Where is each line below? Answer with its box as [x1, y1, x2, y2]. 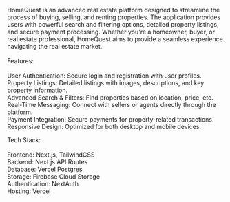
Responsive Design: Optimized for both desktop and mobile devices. [7, 123, 202, 131]
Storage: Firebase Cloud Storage [7, 172, 101, 181]
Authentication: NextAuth [7, 180, 79, 188]
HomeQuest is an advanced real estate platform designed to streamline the [7, 6, 220, 14]
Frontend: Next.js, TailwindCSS [7, 150, 95, 159]
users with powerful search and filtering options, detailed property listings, [7, 21, 219, 28]
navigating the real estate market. [7, 43, 103, 50]
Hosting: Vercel [7, 187, 51, 195]
